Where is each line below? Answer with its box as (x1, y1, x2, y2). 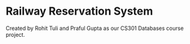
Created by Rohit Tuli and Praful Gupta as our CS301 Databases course (5, 24, 184, 32)
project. (5, 31, 26, 38)
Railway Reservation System (5, 4, 153, 18)
